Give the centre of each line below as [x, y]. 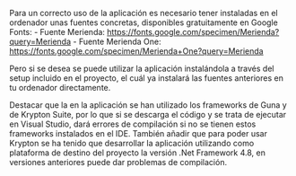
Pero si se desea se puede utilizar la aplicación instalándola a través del [142, 68]
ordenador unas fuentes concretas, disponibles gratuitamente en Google [144, 22]
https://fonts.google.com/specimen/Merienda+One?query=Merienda [136, 51]
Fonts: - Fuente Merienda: [57, 32]
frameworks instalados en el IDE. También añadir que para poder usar [138, 133]
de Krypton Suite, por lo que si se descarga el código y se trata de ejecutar [148, 114]
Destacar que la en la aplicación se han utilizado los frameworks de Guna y [148, 105]
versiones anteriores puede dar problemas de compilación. [118, 162]
